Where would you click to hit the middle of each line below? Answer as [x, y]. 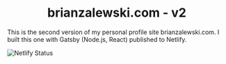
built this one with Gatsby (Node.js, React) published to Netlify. [97, 39]
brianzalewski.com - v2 [117, 13]
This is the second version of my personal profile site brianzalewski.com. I [113, 32]
